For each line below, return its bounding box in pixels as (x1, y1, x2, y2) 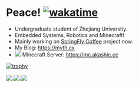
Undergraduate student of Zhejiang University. (14, 25, 128, 32)
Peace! (6, 6, 41, 19)
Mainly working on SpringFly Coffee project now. (14, 38, 134, 45)
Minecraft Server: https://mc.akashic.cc (22, 51, 119, 58)
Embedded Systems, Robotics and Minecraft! (14, 31, 125, 38)
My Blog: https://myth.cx (14, 44, 75, 51)
